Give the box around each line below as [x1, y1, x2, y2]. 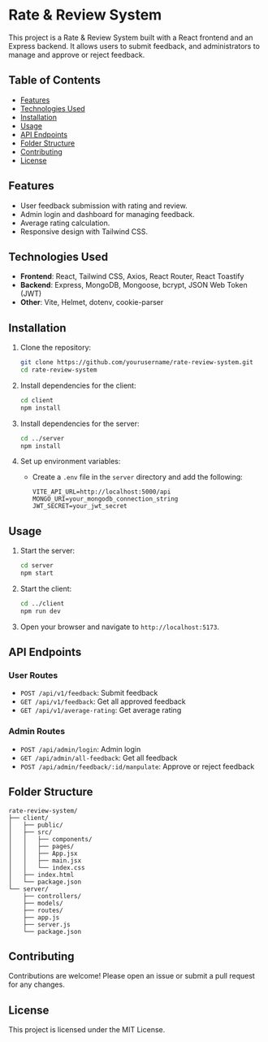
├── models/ [23, 899, 63, 907]
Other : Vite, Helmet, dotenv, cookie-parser [19, 297, 164, 307]
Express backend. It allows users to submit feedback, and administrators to [8, 41, 260, 50]
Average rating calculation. [19, 218, 110, 228]
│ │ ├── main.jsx [8, 856, 82, 865]
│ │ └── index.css [8, 863, 85, 871]
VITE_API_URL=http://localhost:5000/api [32, 488, 171, 497]
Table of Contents [8, 73, 102, 87]
